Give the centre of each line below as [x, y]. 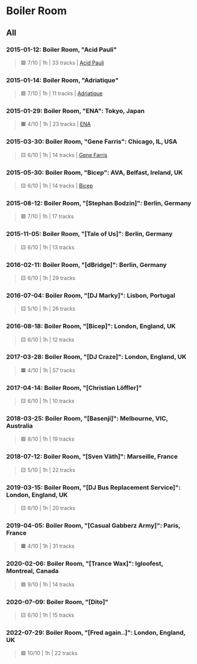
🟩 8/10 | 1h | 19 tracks [48, 439]
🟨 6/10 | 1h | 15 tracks [47, 615]
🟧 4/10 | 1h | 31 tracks [48, 546]
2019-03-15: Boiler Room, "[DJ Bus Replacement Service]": [93, 487]
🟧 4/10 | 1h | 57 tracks [48, 370]
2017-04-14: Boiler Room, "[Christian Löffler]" [74, 388]
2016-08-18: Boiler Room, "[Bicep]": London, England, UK [91, 326]
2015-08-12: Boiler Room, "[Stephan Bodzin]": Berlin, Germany [99, 203]
